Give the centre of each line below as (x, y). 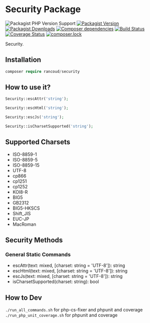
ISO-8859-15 (26, 165)
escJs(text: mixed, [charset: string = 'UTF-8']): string (67, 276)
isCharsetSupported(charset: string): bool (56, 281)
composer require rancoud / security (43, 71)
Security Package (43, 9)
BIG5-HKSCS (26, 208)
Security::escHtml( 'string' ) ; (37, 108)
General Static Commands (38, 255)
